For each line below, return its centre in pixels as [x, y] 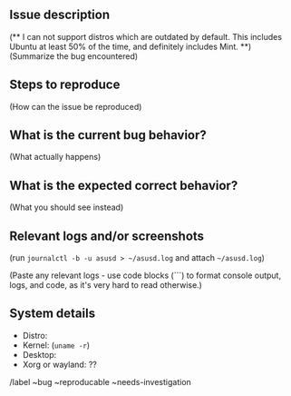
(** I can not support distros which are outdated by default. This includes [146, 36]
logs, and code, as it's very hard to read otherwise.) [106, 285]
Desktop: [39, 354]
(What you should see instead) [67, 207]
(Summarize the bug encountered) [74, 56]
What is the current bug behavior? [108, 135]
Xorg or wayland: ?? [59, 364]
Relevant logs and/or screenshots [107, 236]
